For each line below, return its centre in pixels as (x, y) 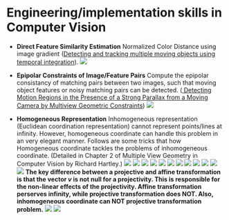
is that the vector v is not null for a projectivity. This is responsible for (118, 179)
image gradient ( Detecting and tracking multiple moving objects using (116, 54)
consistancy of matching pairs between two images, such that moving (116, 82)
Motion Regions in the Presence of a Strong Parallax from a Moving (112, 97)
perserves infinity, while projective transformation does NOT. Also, (115, 194)
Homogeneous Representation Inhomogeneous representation (107, 119)
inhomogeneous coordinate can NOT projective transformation (109, 201)
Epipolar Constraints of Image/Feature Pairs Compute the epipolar (112, 75)
